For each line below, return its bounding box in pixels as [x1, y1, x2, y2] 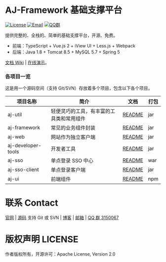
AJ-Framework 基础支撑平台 [5, 4, 123, 16]
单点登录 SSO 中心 [51, 157, 94, 164]
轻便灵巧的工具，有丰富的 [51, 108, 111, 115]
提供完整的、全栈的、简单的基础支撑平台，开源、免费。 [5, 32, 118, 38]
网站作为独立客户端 [51, 134, 96, 141]
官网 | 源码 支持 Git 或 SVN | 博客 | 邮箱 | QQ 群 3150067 [5, 215, 119, 220]
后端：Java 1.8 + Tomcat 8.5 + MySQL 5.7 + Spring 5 [12, 49, 120, 55]
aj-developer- [7, 142, 42, 149]
